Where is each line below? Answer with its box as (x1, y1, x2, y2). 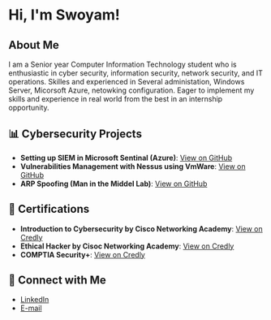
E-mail (19, 303, 42, 314)
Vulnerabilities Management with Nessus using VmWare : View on (19, 161, 246, 171)
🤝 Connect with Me (8, 274, 107, 288)
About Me (8, 38, 59, 52)
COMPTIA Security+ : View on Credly (19, 249, 146, 259)
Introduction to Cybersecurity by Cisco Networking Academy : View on (19, 223, 264, 233)
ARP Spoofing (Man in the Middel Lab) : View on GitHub (19, 179, 208, 188)
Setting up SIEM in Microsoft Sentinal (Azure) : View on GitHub (19, 153, 233, 162)
